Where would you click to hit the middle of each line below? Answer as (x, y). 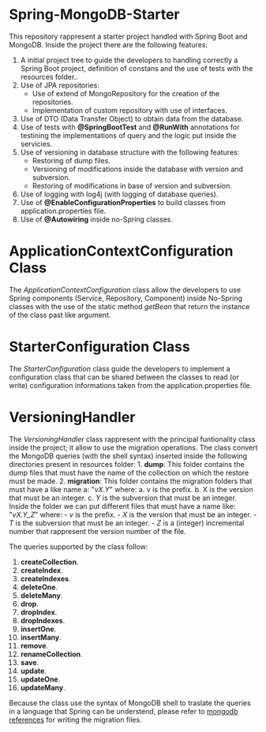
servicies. (36, 144)
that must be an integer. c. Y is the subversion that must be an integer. (123, 498)
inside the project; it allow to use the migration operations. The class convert (133, 447)
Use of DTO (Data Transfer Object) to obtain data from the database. (132, 118)
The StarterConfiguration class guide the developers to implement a (120, 368)
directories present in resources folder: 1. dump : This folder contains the (127, 464)
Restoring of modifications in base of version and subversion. (132, 185)
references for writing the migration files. (75, 719)
